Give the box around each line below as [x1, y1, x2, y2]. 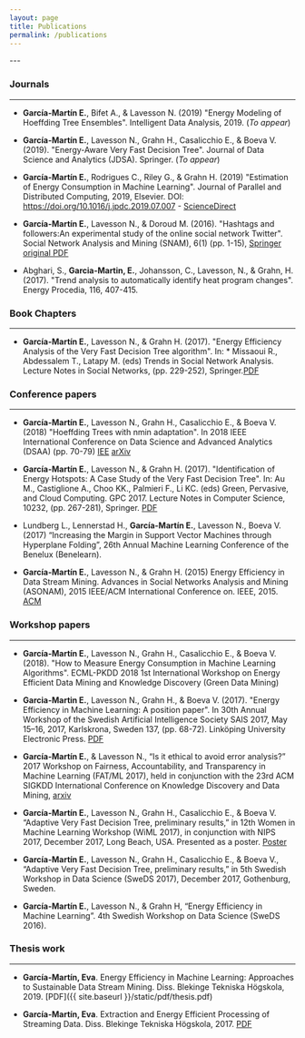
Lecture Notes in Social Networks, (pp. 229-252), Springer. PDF [22, 365, 260, 376]
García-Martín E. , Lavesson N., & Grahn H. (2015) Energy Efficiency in [22, 566, 285, 578]
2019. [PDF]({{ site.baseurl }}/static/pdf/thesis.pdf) [22, 991, 213, 1002]
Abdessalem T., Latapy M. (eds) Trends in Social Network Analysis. [22, 355, 274, 366]
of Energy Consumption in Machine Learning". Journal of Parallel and [22, 181, 282, 192]
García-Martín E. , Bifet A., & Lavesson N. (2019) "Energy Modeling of [22, 107, 282, 118]
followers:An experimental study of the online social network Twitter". [22, 228, 283, 239]
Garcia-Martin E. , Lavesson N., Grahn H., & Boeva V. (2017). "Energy [22, 694, 280, 706]
